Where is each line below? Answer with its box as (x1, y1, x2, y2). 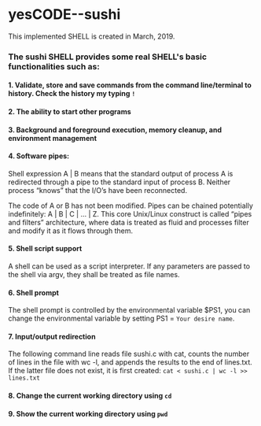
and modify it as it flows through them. (8, 226, 134, 235)
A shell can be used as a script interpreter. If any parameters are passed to (8, 261, 250, 271)
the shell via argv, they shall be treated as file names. (8, 270, 180, 280)
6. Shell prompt (8, 287, 59, 297)
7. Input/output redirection (8, 332, 96, 341)
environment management (8, 133, 97, 143)
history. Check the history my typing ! (8, 89, 136, 98)
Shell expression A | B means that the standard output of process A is (8, 169, 233, 178)
